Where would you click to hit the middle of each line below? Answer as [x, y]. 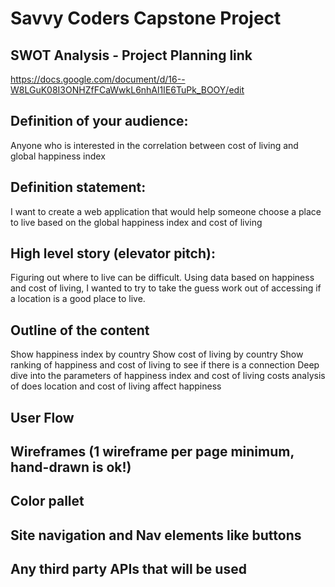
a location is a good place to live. [78, 299]
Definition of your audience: [99, 121]
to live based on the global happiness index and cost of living [136, 222]
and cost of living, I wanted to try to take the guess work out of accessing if [166, 288]
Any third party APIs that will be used [128, 569]
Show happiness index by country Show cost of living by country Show [157, 354]
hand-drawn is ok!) [71, 467]
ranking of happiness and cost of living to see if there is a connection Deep [165, 365]
